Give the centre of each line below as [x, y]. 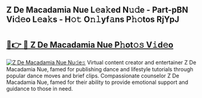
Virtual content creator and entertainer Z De [142, 62]
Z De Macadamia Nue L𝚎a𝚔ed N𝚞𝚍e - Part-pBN [97, 10]
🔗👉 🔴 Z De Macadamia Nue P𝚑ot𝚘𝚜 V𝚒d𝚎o [90, 45]
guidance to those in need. [40, 89]
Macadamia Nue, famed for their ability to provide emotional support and [97, 82]
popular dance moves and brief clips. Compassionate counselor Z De [93, 76]
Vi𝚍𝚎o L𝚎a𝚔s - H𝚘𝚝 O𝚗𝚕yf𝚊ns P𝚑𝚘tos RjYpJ [93, 20]
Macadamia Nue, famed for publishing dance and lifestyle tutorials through [100, 69]
